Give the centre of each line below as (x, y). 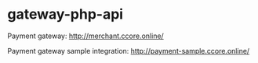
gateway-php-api (65, 14)
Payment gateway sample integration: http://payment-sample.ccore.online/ (129, 51)
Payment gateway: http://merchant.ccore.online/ (85, 36)
